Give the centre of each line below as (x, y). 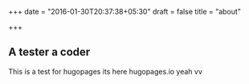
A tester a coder (49, 52)
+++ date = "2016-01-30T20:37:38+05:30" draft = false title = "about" (124, 12)
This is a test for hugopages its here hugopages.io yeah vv (106, 71)
